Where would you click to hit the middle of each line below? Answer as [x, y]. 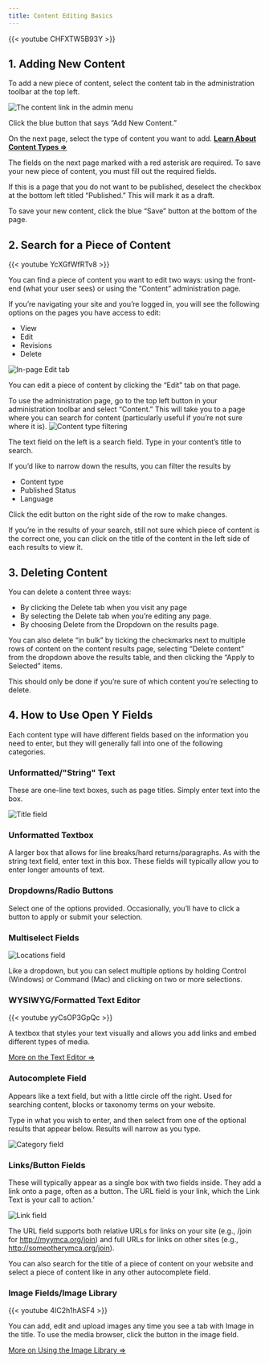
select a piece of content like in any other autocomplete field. [110, 1272]
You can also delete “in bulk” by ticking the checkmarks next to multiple [127, 640]
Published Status [48, 490]
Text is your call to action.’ [51, 1200]
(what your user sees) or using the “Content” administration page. [132, 289]
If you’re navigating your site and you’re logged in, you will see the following [134, 304]
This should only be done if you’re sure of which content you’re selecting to [133, 682]
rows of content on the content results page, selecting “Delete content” [126, 649]
